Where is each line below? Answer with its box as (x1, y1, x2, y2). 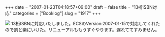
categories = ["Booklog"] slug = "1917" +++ (12, 10, 101, 16)
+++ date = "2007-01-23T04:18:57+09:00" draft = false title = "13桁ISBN (5, 4, 153, 10)
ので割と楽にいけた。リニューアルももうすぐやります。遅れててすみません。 (5, 27, 160, 33)
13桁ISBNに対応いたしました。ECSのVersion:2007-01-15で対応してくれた (11, 21, 160, 26)
